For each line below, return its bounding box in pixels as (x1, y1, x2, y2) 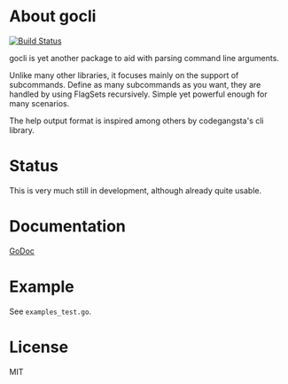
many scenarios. (9, 98, 70, 108)
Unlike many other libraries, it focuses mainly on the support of (9, 69, 239, 81)
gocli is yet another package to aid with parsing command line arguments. (9, 52, 279, 63)
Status (9, 156, 59, 176)
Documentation (9, 216, 127, 237)
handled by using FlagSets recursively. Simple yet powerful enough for (9, 89, 268, 99)
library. (9, 124, 35, 135)
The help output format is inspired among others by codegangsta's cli (9, 115, 264, 126)
